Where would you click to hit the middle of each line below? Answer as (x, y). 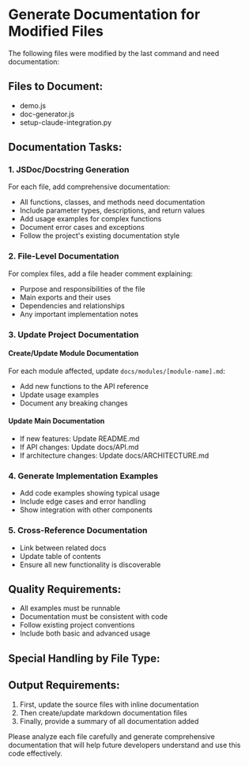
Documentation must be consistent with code (94, 617)
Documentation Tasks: (65, 147)
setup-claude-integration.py (66, 122)
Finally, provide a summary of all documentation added (109, 721)
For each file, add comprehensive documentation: (89, 187)
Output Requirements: (64, 685)
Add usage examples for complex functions (91, 219)
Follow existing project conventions (77, 625)
